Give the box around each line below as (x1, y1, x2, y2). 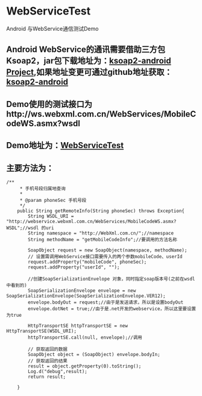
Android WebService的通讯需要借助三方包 (6, 44, 166, 55)
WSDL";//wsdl (6, 225, 39, 231)
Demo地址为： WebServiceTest (6, 140, 124, 151)
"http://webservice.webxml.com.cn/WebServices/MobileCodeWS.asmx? (6, 218, 177, 224)
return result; (28, 374, 66, 380)
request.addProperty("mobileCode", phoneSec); (28, 259, 147, 265)
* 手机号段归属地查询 (19, 186, 66, 192)
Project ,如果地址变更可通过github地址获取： (6, 67, 172, 77)
